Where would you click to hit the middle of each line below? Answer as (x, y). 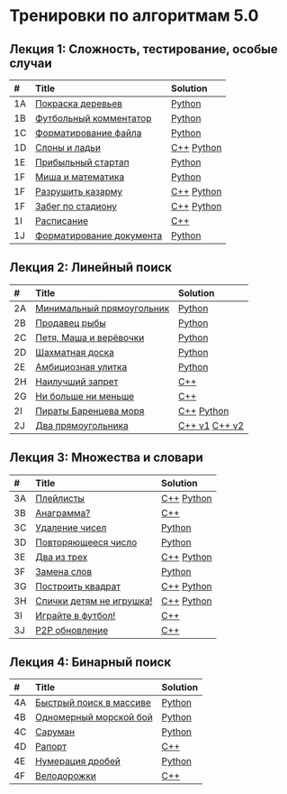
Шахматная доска (75, 352)
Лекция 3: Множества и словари (107, 458)
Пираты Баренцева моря (90, 411)
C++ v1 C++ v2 (211, 425)
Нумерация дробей (78, 762)
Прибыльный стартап (82, 162)
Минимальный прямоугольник (103, 308)
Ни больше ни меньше (85, 396)
